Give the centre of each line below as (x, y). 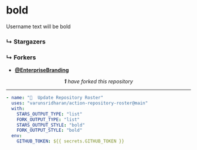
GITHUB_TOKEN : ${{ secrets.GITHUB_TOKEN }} (71, 141)
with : (18, 108)
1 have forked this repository (98, 81)
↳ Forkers (21, 57)
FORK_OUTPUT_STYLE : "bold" (50, 130)
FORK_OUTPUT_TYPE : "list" (48, 120)
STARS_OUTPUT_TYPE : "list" (50, 114)
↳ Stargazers (26, 42)
